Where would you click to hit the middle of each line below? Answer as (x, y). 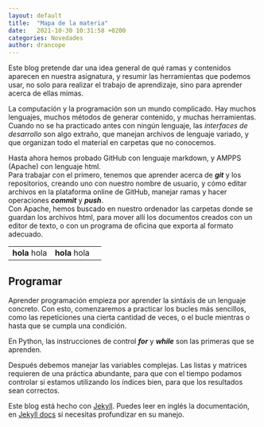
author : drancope (37, 45)
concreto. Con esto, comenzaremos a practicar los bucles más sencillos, (127, 308)
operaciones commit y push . (56, 201)
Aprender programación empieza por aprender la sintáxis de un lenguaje (127, 300)
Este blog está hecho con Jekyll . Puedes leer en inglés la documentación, (129, 405)
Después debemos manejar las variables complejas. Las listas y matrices (128, 365)
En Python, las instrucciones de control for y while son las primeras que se (131, 341)
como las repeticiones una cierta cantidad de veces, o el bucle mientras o (129, 317)
